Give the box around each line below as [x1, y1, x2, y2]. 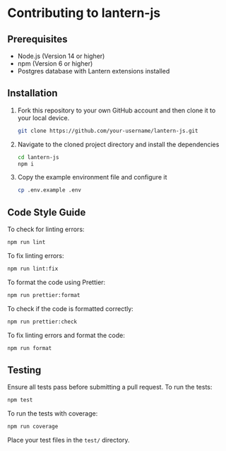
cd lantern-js [17, 153, 59, 160]
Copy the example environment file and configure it [17, 173, 167, 182]
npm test [7, 397, 33, 404]
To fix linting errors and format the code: [7, 331, 125, 339]
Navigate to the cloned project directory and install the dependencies [17, 140, 220, 148]
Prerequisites [7, 33, 68, 45]
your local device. [17, 113, 70, 122]
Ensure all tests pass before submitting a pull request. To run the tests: [7, 383, 213, 392]
